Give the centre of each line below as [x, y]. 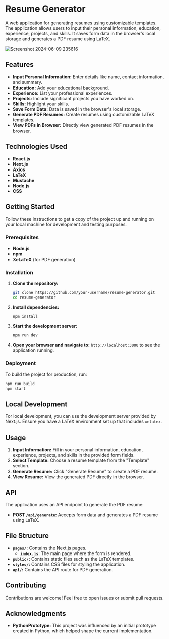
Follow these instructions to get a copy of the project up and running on [80, 219]
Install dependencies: [36, 307]
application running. [33, 350]
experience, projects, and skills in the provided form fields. [73, 455]
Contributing [26, 586]
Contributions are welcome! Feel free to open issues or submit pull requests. [84, 598]
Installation [19, 272]
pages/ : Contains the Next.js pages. [49, 548]
